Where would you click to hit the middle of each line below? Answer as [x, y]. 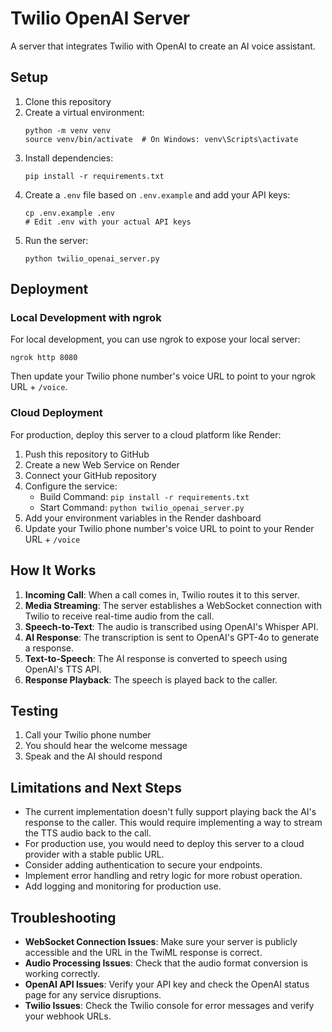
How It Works [53, 570]
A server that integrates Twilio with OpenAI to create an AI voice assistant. [163, 46]
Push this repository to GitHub [87, 454]
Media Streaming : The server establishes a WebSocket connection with [173, 605]
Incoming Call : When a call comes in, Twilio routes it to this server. [162, 594]
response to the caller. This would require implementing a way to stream [173, 823]
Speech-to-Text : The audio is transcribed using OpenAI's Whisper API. [171, 626]
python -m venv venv [67, 130]
